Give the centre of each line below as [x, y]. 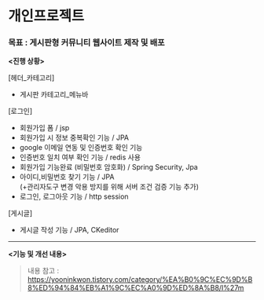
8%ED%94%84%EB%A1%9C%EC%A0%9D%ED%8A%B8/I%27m [136, 288]
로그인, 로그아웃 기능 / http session [74, 196]
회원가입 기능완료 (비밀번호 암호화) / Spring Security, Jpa [108, 167]
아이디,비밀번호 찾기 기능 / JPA [67, 177]
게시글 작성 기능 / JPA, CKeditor [69, 230]
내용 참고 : [43, 271]
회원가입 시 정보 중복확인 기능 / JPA [74, 137]
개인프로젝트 [46, 16]
